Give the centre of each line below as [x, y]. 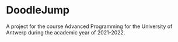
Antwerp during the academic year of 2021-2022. [66, 32]
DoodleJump [38, 10]
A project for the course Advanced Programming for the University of [89, 26]
